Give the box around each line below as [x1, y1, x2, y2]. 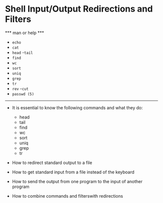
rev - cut [12, 85, 29, 91]
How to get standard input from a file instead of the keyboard [12, 169, 135, 175]
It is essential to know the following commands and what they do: [12, 104, 143, 110]
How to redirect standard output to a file [12, 159, 92, 166]
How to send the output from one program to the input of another [12, 178, 143, 184]
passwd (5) [12, 91, 34, 97]
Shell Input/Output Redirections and [5, 3, 153, 15]
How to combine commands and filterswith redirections [12, 193, 123, 199]
